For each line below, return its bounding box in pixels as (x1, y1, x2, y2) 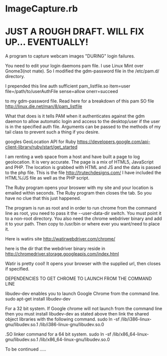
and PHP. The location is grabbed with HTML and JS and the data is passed (5, 164, 161, 170)
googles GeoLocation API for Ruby (5, 138, 76, 145)
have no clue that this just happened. (5, 195, 81, 201)
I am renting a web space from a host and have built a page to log (5, 153, 140, 160)
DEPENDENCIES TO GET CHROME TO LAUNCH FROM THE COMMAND (5, 275, 152, 281)
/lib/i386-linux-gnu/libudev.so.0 (39, 321, 105, 327)
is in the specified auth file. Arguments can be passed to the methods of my (5, 123, 161, 130)
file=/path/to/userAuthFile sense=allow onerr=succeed (5, 88, 118, 94)
